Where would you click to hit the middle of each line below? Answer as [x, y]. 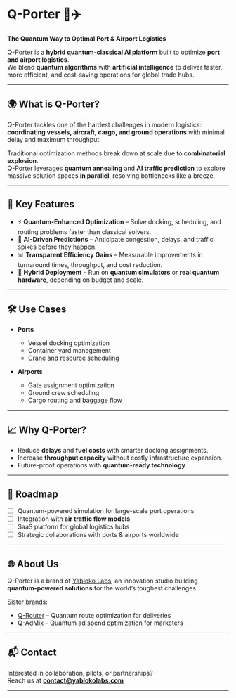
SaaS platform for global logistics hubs [73, 527]
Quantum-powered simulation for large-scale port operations [106, 511]
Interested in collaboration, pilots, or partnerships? [80, 673]
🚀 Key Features [41, 204]
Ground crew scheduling [64, 393]
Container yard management [69, 351]
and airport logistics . [38, 59]
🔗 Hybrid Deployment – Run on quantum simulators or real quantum [118, 272]
